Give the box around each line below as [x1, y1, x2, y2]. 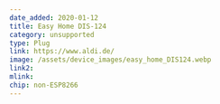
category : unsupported [9, 30, 95, 39]
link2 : [9, 64, 34, 73]
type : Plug [9, 38, 50, 48]
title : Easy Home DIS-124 [9, 22, 106, 31]
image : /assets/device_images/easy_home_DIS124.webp [9, 55, 212, 64]
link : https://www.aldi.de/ [9, 47, 115, 56]
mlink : [9, 72, 34, 81]
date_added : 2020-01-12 [9, 13, 99, 23]
